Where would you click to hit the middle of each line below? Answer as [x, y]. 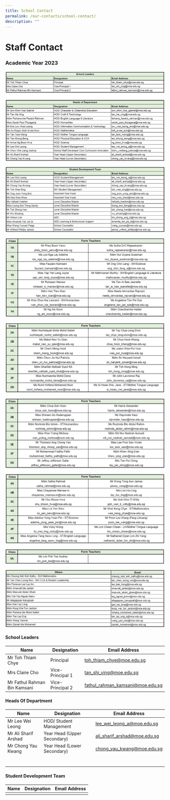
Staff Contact [34, 47]
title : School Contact [29, 11]
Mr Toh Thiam [22, 657]
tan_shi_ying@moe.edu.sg [111, 673]
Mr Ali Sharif [20, 733]
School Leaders [22, 638]
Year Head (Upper [63, 733]
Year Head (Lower [62, 746]
